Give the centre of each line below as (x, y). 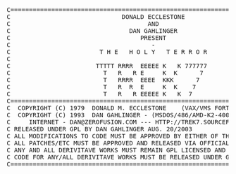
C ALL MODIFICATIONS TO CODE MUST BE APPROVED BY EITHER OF (113, 136)
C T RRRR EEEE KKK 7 (103, 80)
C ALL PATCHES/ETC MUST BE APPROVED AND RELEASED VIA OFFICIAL (118, 143)
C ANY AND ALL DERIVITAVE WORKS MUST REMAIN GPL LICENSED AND (116, 150)
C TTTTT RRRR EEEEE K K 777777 (107, 66)
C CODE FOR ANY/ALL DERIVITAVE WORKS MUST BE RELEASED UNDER (114, 157)
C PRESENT (87, 38)
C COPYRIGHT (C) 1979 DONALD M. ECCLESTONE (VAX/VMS (109, 108)
